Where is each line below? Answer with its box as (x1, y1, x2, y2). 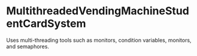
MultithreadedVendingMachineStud (6, 4, 190, 18)
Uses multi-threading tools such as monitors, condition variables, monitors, (6, 36, 192, 43)
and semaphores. (6, 43, 50, 50)
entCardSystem (6, 17, 86, 30)
